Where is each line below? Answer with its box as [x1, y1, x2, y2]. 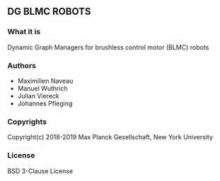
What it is [7, 27, 41, 37]
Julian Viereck [17, 91, 60, 100]
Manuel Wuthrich [17, 84, 69, 93]
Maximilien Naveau [17, 76, 74, 85]
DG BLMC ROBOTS [7, 6, 91, 18]
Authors [7, 60, 37, 70]
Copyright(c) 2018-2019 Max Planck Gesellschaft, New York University [7, 133, 214, 141]
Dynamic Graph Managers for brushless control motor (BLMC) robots [7, 42, 209, 52]
